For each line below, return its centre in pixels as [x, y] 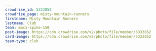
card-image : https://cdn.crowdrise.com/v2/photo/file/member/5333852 [78, 37]
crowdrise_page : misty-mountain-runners [47, 14]
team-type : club [22, 41]
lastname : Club [21, 23]
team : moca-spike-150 [27, 28]
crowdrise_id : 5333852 [28, 9]
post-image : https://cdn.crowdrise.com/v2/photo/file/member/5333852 [78, 32]
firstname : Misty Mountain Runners [42, 18]
